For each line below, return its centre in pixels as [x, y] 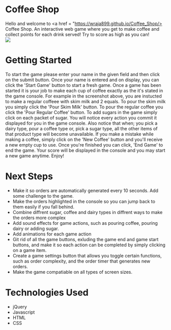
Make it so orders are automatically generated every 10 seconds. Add [85, 191]
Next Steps [29, 176]
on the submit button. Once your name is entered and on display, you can [82, 80]
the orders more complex [39, 218]
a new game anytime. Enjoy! [35, 156]
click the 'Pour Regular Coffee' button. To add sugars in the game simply [81, 112]
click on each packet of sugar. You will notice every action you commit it [81, 117]
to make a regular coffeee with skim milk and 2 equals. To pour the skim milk [85, 101]
